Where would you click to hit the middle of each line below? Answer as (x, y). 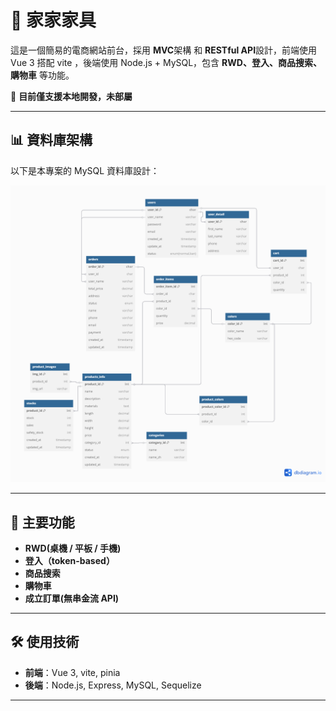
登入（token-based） (69, 561)
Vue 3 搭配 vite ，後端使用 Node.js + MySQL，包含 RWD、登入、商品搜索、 (166, 62)
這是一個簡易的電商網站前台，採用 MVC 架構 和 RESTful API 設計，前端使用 (164, 50)
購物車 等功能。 (42, 75)
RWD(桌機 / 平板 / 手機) (73, 548)
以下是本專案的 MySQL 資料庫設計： (85, 170)
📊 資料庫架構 (51, 140)
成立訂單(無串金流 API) (72, 598)
